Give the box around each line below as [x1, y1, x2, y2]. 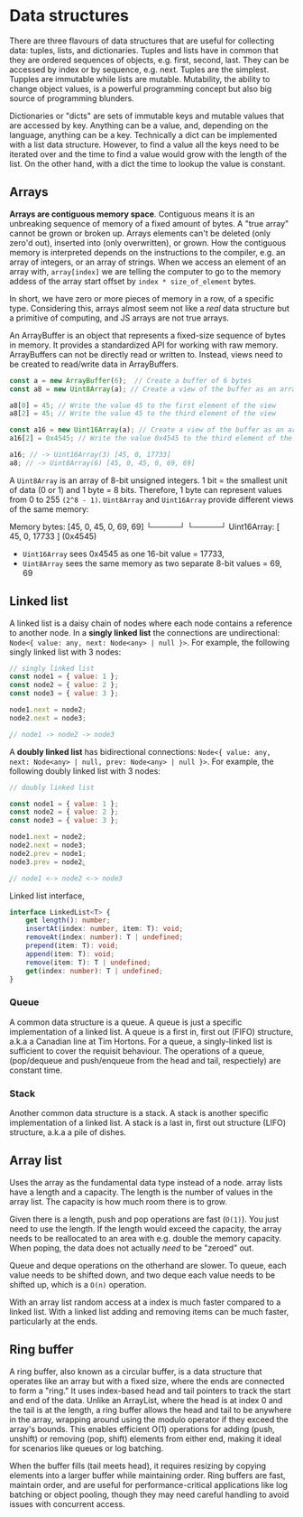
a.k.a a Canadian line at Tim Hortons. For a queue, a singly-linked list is [9, 1036, 273, 1047]
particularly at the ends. [9, 1316, 98, 1326]
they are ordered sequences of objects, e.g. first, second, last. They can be [9, 54, 290, 65]
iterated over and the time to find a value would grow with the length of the [9, 148, 287, 159]
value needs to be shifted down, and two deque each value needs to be [9, 1270, 276, 1280]
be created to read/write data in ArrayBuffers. [9, 358, 179, 369]
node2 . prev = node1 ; [9, 849, 87, 858]
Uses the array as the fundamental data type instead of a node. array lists [9, 1177, 283, 1187]
